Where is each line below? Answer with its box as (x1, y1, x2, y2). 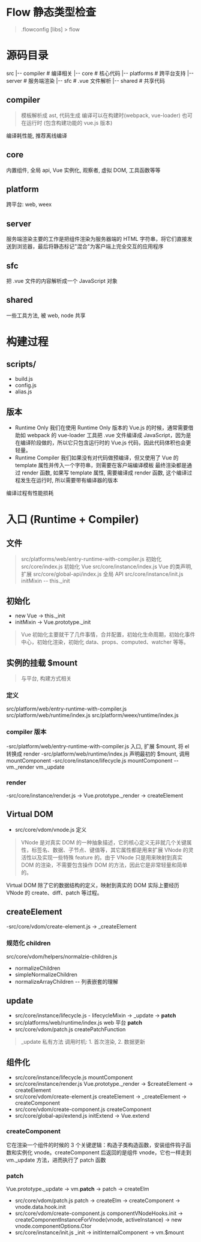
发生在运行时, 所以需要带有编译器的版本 (20, 476, 118, 483)
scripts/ (6, 359, 37, 369)
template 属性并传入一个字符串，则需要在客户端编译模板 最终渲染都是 (14, 461, 187, 468)
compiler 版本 (6, 728, 47, 736)
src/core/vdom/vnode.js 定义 (14, 826, 87, 833)
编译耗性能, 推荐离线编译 (6, 132, 67, 139)
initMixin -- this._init (20, 577, 70, 584)
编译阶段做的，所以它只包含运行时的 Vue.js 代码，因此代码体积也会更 (20, 439, 191, 446)
